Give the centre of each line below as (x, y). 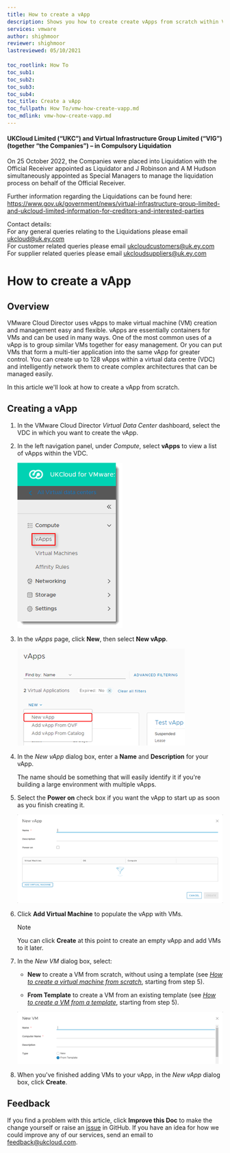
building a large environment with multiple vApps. (87, 784)
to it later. (30, 948)
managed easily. (30, 374)
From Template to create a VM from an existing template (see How (122, 995)
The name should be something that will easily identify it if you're (109, 777)
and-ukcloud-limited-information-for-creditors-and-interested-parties (106, 211)
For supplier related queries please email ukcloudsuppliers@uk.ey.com (107, 253)
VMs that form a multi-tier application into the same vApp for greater (104, 352)
